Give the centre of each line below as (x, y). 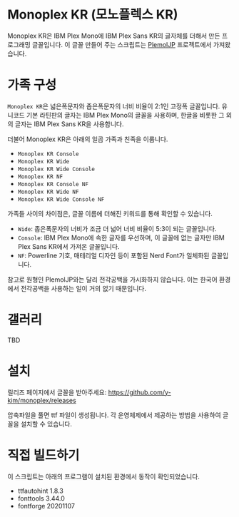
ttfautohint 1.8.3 (41, 491)
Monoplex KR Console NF (53, 184)
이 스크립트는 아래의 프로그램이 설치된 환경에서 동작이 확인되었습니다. (103, 476)
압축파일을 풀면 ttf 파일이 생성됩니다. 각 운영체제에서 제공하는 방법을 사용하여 (114, 415)
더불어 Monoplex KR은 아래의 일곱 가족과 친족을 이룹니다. (88, 139)
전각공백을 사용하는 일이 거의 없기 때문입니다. (83, 288)
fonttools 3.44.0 (41, 498)
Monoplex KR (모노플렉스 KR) (93, 15)
